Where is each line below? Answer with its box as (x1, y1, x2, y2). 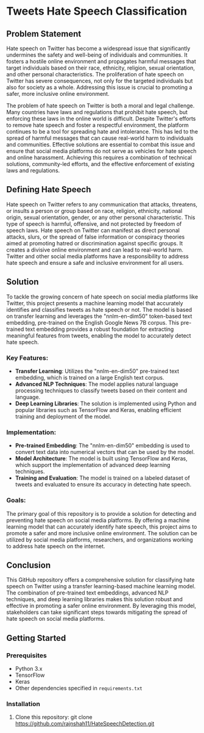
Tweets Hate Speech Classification (6, 4, 188, 18)
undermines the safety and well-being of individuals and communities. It (6, 51, 188, 59)
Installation (6, 699, 41, 708)
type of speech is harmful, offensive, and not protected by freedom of (6, 220, 182, 227)
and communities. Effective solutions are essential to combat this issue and (6, 141, 195, 148)
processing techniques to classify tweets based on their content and (15, 386, 188, 394)
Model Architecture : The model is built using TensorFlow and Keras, (15, 455, 188, 462)
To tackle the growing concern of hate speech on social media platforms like (6, 293, 199, 300)
